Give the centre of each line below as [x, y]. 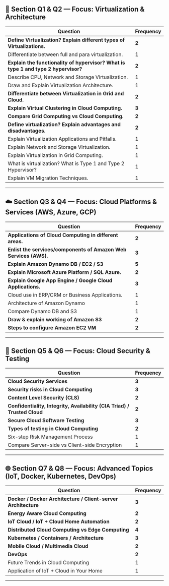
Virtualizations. [26, 46]
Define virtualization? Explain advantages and [64, 124]
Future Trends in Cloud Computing [49, 563]
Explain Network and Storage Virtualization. [59, 147]
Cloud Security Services [38, 381]
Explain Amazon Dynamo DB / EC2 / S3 [56, 264]
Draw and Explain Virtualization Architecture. [60, 85]
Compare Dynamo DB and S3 [42, 311]
